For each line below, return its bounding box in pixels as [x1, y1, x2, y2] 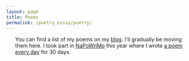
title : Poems [6, 14, 39, 20]
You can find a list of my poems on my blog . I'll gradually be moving [14, 36, 182, 43]
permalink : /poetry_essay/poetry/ [6, 20, 93, 25]
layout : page [6, 8, 39, 15]
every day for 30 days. [14, 49, 71, 56]
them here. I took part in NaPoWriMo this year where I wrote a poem [14, 42, 183, 49]
